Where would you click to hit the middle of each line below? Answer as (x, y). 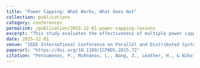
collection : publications (38, 17)
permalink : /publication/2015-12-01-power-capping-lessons (81, 28)
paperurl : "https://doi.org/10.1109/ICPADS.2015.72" (73, 50)
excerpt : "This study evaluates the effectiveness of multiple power (94, 34)
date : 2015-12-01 (28, 39)
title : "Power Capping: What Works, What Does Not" (71, 12)
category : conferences (34, 22)
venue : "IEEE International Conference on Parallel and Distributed (93, 45)
